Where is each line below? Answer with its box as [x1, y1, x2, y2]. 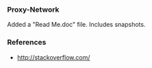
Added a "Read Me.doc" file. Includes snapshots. [7, 21, 146, 29]
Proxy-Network [7, 5, 60, 14]
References [7, 38, 47, 47]
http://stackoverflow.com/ [16, 53, 90, 61]
